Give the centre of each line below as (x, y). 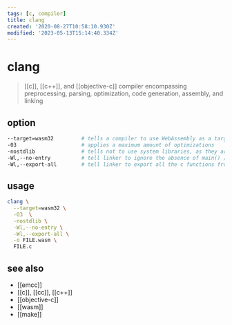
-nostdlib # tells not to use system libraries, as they (112, 151)
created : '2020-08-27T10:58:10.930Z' (61, 26)
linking (33, 101)
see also (26, 268)
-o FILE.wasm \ (35, 240)
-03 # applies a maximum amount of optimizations (111, 145)
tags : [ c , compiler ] (37, 13)
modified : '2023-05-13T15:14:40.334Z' (63, 33)
